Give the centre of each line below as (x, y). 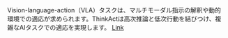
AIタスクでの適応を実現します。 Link (71, 27)
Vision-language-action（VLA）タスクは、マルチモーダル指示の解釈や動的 (114, 10)
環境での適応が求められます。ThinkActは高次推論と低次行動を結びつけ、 (111, 19)
